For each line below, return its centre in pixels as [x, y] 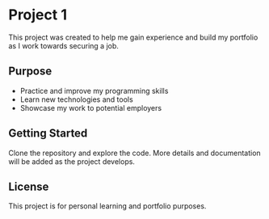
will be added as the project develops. [72, 161]
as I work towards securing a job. [64, 45]
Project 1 [38, 15]
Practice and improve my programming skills [94, 91]
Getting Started [48, 134]
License [29, 186]
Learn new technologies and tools [76, 99]
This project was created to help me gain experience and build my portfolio [133, 37]
